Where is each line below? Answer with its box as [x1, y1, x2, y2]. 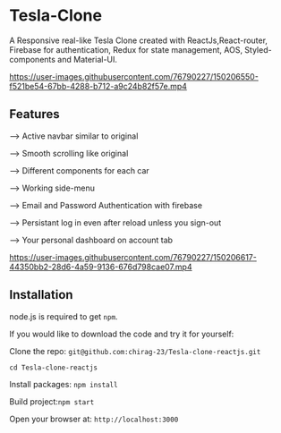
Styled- [244, 44, 272, 55]
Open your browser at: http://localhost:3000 [9, 413, 179, 424]
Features [9, 106, 60, 122]
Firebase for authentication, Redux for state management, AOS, [9, 44, 243, 55]
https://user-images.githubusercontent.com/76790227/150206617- [9, 251, 257, 262]
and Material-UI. [57, 54, 118, 64]
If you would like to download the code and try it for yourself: [9, 328, 234, 339]
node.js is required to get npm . [9, 310, 118, 322]
